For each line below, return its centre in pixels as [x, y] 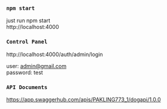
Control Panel [27, 42]
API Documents [27, 87]
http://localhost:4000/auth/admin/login [55, 54]
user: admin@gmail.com [36, 66]
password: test [25, 72]
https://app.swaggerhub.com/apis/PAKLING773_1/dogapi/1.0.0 [83, 99]
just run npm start [28, 20]
